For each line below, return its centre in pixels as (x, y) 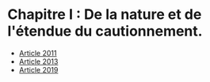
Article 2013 (38, 61)
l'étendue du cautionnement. (105, 31)
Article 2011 (38, 53)
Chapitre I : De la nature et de (105, 15)
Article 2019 (38, 69)
